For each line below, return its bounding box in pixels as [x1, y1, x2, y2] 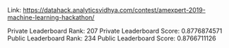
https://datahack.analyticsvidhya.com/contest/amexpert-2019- [23, 6, 206, 14]
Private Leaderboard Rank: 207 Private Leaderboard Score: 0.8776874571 [7, 27, 223, 35]
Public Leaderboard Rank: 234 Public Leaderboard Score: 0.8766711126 [7, 34, 217, 42]
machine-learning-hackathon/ [7, 13, 95, 22]
